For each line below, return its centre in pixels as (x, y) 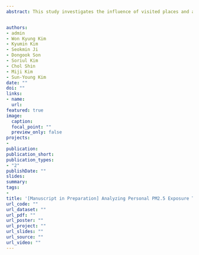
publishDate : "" (26, 171)
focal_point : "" (31, 127)
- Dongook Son (24, 55)
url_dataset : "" (26, 209)
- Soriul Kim (22, 60)
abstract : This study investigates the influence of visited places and (98, 12)
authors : (17, 27)
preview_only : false (37, 132)
